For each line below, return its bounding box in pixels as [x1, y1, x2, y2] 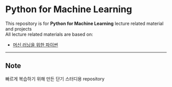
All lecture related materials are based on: [5, 31, 93, 37]
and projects [5, 25, 32, 32]
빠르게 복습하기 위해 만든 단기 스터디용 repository [5, 75, 105, 82]
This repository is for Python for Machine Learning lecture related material [5, 20, 164, 26]
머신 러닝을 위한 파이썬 [12, 42, 58, 48]
